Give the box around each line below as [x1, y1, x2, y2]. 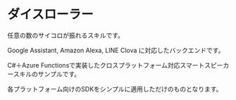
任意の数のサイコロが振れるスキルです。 [7, 31, 125, 39]
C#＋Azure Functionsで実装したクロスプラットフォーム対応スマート [7, 61, 205, 69]
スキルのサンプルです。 [13, 70, 81, 78]
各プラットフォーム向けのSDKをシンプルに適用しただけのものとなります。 [7, 85, 223, 93]
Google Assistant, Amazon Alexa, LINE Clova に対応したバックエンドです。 [7, 46, 225, 54]
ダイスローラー [7, 6, 94, 23]
